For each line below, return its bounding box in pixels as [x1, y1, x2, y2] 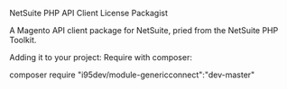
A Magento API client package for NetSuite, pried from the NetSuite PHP [9, 25, 279, 35]
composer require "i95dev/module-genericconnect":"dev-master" [9, 69, 255, 80]
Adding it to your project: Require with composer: [9, 52, 192, 62]
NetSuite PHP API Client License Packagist [9, 8, 169, 18]
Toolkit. [9, 35, 37, 45]
